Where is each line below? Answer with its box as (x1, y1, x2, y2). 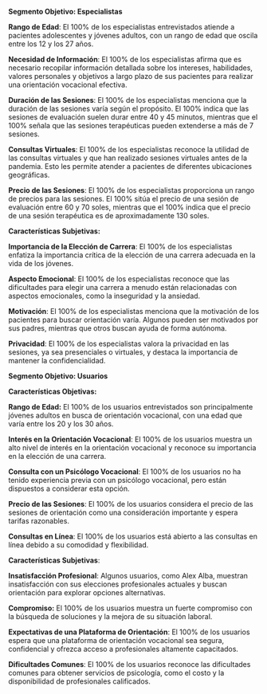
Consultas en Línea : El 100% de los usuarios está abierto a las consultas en (8, 531, 257, 541)
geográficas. (8, 171, 50, 179)
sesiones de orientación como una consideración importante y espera (8, 508, 238, 517)
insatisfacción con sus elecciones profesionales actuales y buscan (8, 579, 227, 589)
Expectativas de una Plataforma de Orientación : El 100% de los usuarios (8, 627, 250, 637)
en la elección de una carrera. (8, 452, 107, 461)
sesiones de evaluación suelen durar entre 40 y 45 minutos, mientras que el (8, 112, 258, 122)
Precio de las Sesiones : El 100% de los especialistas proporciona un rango (8, 186, 255, 194)
